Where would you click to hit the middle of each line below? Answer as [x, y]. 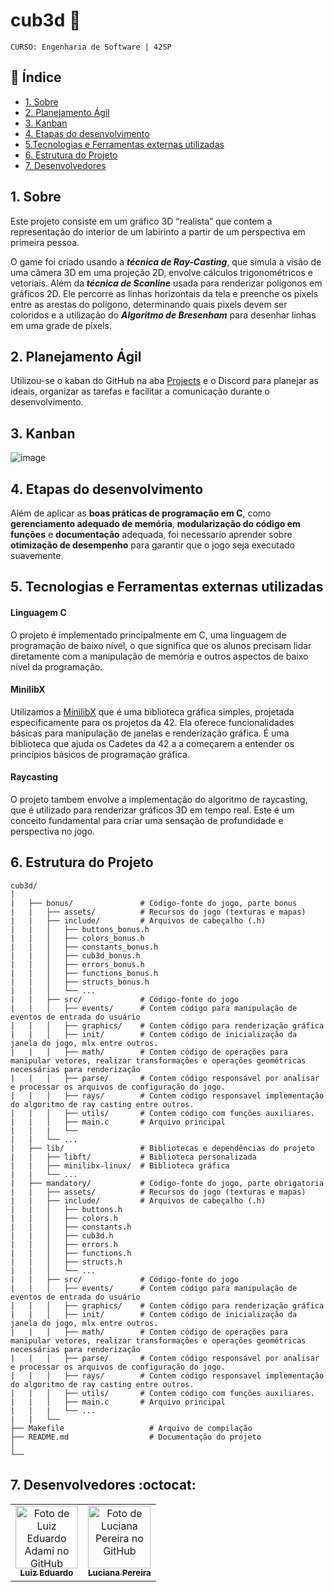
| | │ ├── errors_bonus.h [77, 964]
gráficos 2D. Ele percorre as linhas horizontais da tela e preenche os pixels [164, 293]
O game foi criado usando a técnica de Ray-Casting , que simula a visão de [166, 261]
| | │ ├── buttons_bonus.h [80, 929]
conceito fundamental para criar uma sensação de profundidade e [147, 820]
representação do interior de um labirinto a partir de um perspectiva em [158, 231]
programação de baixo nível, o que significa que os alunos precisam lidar [161, 645]
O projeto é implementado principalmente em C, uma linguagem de [148, 635]
